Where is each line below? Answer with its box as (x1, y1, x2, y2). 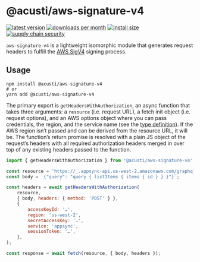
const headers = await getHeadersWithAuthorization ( (6, 184, 140, 191)
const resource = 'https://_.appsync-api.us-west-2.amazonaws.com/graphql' (6, 168, 198, 174)
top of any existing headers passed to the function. (6, 146, 132, 153)
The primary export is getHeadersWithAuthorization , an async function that (6, 102, 190, 109)
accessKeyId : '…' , (27, 206, 73, 212)
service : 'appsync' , (27, 223, 79, 229)
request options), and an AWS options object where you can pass (6, 114, 167, 121)
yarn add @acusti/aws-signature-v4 (6, 91, 95, 97)
